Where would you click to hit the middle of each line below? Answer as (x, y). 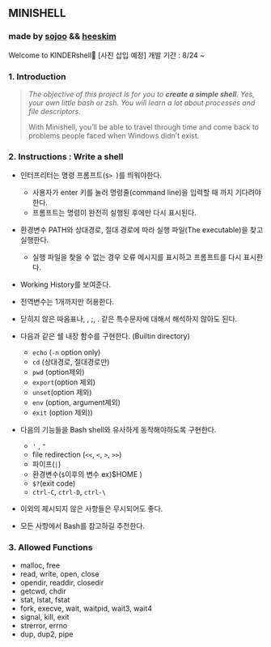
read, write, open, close (59, 573)
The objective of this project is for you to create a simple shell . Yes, (141, 94)
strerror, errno (44, 625)
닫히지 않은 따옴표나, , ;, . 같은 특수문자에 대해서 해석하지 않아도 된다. (129, 319)
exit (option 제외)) (62, 413)
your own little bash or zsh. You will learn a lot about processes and (142, 102)
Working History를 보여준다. (66, 285)
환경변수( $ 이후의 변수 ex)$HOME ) (87, 475)
